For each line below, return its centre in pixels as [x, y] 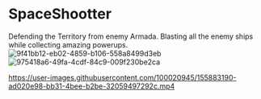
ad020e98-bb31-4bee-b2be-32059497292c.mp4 [92, 86]
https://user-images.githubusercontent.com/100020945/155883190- [122, 77]
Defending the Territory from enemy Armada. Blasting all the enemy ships [131, 36]
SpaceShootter [60, 14]
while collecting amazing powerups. [68, 44]
